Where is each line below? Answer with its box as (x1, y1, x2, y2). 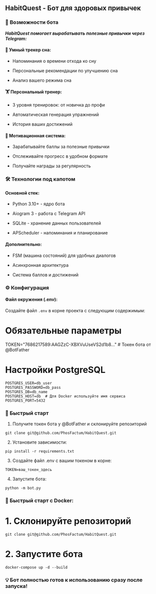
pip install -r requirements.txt (5, 449, 75, 454)
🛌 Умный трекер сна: (5, 47, 51, 53)
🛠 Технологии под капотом (5, 176, 76, 183)
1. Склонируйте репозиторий (5, 515, 132, 527)
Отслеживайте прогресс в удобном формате (12, 153, 108, 159)
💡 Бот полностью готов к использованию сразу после (5, 576, 143, 583)
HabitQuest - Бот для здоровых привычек (5, 4, 141, 12)
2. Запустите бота (5, 548, 83, 560)
